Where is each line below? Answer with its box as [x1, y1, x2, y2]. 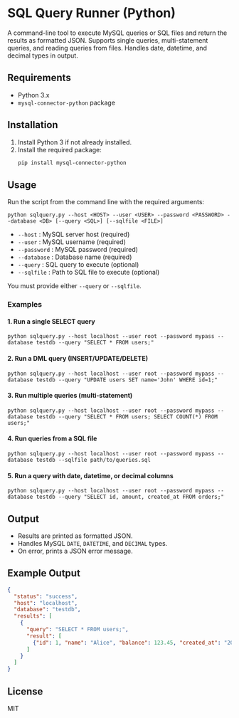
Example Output [7, 567, 80, 579]
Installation [7, 119, 58, 131]
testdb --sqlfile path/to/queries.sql [36, 456, 152, 463]
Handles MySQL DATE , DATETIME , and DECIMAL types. [17, 539, 168, 547]
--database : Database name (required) [17, 253, 132, 261]
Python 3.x [17, 90, 50, 99]
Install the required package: [17, 145, 102, 154]
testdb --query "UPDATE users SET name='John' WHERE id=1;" [36, 376, 218, 384]
